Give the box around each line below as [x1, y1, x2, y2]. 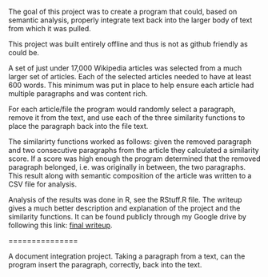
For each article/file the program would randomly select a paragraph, [8, 104, 236, 114]
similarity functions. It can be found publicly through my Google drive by [8, 212, 246, 221]
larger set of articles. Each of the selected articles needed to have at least [8, 72, 252, 81]
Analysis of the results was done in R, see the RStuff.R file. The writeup [8, 195, 242, 204]
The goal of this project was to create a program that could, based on [8, 7, 238, 16]
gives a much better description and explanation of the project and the [8, 203, 241, 213]
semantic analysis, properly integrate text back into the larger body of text [8, 15, 253, 25]
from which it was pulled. [8, 24, 92, 33]
